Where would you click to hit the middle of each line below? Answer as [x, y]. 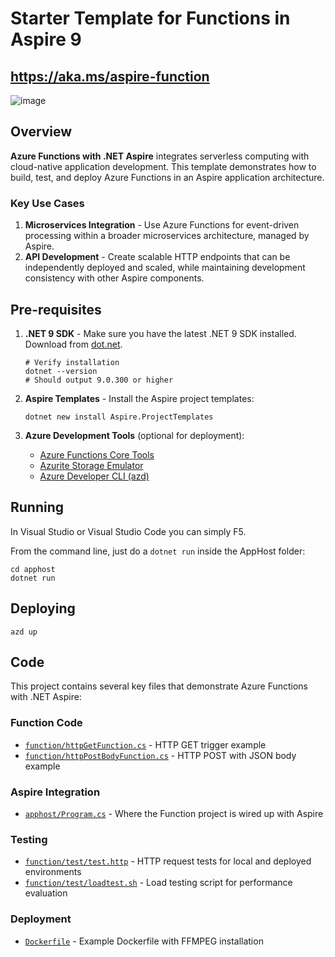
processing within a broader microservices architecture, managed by [167, 236]
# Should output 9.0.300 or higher [99, 380]
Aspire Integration [55, 792]
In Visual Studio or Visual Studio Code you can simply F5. [128, 531]
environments [53, 872]
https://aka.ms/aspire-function [110, 76]
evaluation [46, 893]
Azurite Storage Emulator [91, 465]
